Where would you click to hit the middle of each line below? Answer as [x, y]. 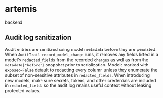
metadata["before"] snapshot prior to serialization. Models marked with [77, 65]
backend [14, 22]
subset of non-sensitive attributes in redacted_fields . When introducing [78, 75]
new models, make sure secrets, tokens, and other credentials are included [81, 80]
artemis [21, 9]
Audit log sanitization [38, 38]
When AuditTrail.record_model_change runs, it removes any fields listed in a [82, 54]
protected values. [23, 90]
